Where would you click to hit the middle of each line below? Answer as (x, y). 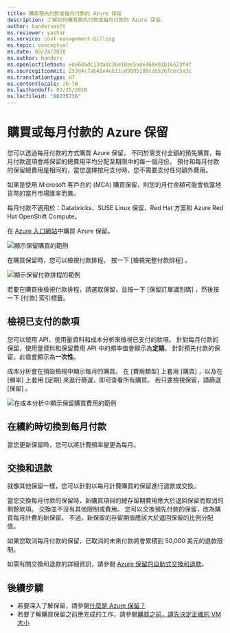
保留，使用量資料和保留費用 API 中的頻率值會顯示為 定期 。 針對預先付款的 (111, 348)
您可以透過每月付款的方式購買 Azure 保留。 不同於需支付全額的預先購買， (111, 152)
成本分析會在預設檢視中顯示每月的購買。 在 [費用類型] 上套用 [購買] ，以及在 (115, 371)
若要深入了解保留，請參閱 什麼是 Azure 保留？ (81, 606)
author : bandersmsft (37, 26)
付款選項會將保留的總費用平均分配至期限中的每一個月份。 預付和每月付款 (116, 161)
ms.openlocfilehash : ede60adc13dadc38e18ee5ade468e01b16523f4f (100, 65)
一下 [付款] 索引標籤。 (38, 298)
